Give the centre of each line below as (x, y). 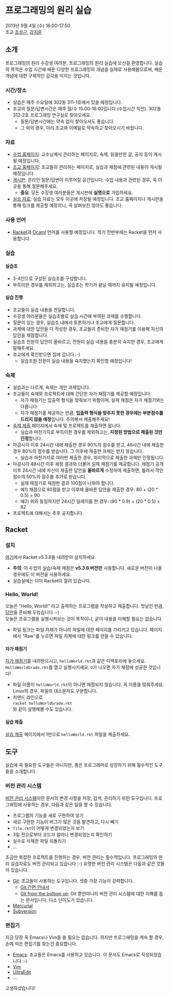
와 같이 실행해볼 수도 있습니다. (42, 709)
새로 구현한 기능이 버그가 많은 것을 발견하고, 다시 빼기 (65, 822)
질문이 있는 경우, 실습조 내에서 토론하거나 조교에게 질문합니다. (74, 322)
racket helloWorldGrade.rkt (42, 704)
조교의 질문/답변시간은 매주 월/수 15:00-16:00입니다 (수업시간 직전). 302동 (87, 109)
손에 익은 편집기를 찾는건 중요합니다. (41, 944)
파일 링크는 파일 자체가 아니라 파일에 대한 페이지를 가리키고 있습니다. (80, 630)
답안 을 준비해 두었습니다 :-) (32, 612)
